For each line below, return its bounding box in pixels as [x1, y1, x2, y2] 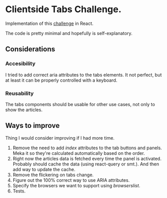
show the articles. [5, 107, 43, 113]
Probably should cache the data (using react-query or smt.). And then [12, 161, 159, 167]
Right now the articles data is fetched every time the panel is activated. [12, 155, 162, 161]
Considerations [5, 45, 55, 54]
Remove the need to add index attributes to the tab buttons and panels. [12, 145, 162, 151]
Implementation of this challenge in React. [5, 20, 94, 26]
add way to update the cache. [12, 166, 75, 172]
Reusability [5, 90, 34, 97]
